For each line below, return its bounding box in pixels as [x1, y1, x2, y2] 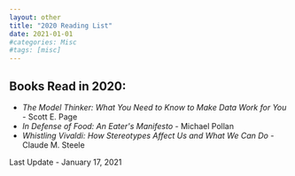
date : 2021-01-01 [9, 29, 74, 38]
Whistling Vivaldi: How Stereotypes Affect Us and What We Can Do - [21, 130, 275, 141]
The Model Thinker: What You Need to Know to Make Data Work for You [21, 102, 287, 112]
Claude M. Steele [21, 139, 86, 150]
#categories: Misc [9, 37, 77, 47]
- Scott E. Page [21, 111, 78, 122]
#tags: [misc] [9, 46, 62, 55]
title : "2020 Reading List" [9, 21, 113, 30]
